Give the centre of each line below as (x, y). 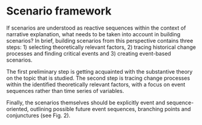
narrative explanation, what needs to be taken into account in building (93, 34)
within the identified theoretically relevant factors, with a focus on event (96, 84)
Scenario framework (59, 11)
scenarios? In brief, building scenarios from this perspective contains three (100, 40)
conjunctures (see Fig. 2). (39, 115)
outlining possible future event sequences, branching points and (110, 109)
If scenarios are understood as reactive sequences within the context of (96, 28)
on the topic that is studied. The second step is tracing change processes (98, 78)
